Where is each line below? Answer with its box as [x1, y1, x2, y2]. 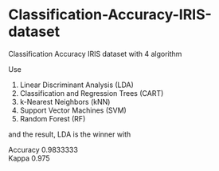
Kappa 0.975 [8, 153, 50, 163]
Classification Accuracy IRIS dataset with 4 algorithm [8, 49, 182, 58]
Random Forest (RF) [19, 113, 86, 123]
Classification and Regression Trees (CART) [19, 88, 164, 97]
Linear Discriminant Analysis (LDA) [19, 80, 134, 89]
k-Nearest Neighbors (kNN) [19, 97, 111, 106]
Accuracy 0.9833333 [8, 145, 78, 154]
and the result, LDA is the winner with [8, 129, 131, 139]
